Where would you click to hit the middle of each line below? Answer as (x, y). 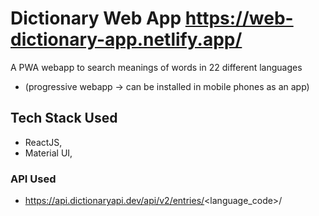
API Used (33, 179)
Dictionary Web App (96, 18)
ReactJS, (43, 142)
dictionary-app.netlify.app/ (126, 39)
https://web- (239, 18)
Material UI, (48, 153)
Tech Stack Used (64, 118)
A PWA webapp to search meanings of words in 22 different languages (156, 67)
